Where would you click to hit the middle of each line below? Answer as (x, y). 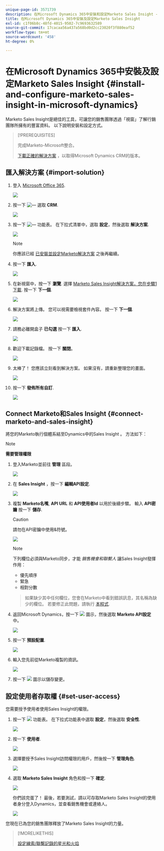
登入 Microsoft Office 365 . (39, 185)
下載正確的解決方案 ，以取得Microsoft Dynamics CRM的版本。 (80, 155)
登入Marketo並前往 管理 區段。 (44, 464)
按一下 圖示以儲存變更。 (40, 680)
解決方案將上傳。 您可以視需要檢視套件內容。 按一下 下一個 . (73, 309)
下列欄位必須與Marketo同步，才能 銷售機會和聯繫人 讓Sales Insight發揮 (84, 559)
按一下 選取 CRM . (35, 205)
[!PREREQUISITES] (36, 135)
